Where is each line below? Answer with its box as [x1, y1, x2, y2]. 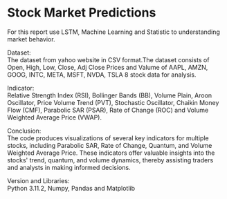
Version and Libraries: [7, 176, 70, 184]
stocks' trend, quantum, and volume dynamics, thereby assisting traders [7, 155, 214, 164]
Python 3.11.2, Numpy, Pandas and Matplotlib [7, 184, 136, 192]
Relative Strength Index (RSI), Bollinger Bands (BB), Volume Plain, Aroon [7, 91, 212, 99]
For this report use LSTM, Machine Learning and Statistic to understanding [7, 28, 220, 36]
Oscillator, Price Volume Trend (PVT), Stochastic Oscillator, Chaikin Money [7, 98, 219, 106]
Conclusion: [7, 126, 42, 135]
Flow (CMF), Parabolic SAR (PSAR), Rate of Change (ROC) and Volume [7, 106, 209, 114]
